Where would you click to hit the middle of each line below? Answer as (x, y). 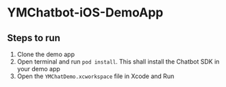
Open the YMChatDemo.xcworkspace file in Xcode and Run (96, 76)
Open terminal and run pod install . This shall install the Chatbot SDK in (118, 62)
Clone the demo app (46, 54)
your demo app (38, 69)
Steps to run (34, 38)
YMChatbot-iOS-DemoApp (85, 13)
